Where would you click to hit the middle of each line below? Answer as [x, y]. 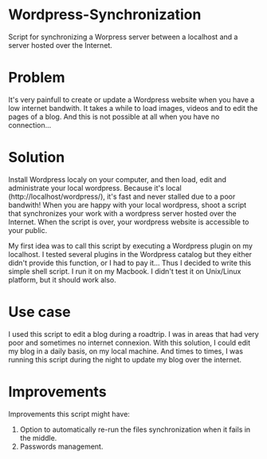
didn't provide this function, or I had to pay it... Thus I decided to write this [130, 263]
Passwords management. [61, 446]
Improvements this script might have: [69, 413]
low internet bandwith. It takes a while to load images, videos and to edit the [133, 108]
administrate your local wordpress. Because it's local [95, 188]
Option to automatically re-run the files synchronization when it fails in [135, 429]
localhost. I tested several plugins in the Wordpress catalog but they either [130, 254]
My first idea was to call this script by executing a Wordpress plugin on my [131, 246]
